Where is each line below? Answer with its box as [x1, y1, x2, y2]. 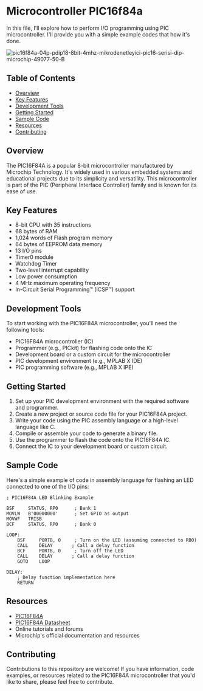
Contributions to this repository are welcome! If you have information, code [6, 665, 194, 673]
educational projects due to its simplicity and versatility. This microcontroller [6, 174, 198, 182]
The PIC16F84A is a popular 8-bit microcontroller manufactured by [6, 162, 173, 169]
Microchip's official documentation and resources [15, 631, 140, 639]
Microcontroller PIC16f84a [6, 4, 143, 18]
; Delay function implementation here [17, 574, 115, 580]
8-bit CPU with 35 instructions [15, 221, 91, 229]
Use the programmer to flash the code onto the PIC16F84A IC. [15, 436, 171, 443]
